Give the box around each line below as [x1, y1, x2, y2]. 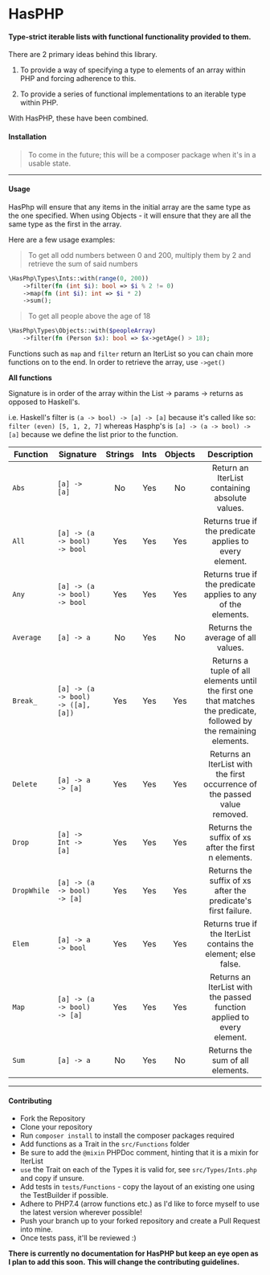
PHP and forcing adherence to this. [19, 74, 137, 84]
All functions [8, 373, 52, 382]
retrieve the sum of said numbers [27, 259, 138, 268]
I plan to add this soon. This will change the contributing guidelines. [8, 1257, 239, 1267]
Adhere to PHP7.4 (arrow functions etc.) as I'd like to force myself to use [19, 1199, 260, 1209]
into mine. [19, 1224, 54, 1234]
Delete [12, 780, 38, 789]
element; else [204, 949, 256, 960]
